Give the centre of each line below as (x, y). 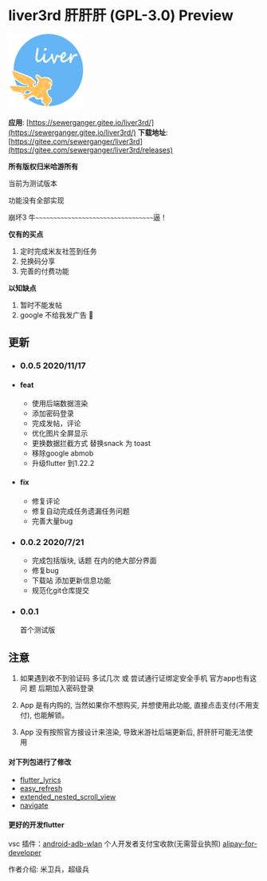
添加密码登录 (53, 413)
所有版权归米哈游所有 (43, 166)
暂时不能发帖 (41, 305)
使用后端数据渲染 (60, 404)
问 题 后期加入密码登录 (57, 688)
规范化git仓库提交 (61, 590)
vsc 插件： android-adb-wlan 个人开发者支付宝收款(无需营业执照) (115, 844)
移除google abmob (63, 453)
